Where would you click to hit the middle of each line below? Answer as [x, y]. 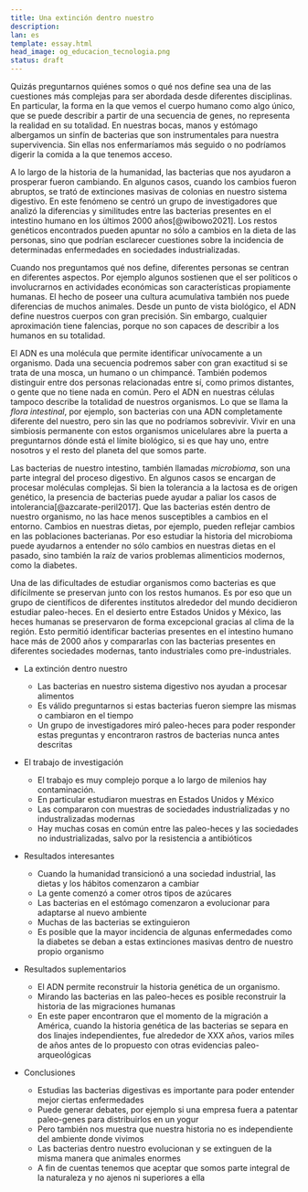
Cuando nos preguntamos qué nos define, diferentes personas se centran [150, 267]
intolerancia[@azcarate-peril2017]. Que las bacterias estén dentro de [140, 507]
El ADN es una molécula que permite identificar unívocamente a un [137, 353]
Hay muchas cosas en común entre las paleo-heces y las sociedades [168, 829]
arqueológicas [64, 1055]
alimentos [56, 696]
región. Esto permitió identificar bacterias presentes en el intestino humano [152, 631]
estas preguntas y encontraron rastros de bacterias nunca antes [158, 735]
